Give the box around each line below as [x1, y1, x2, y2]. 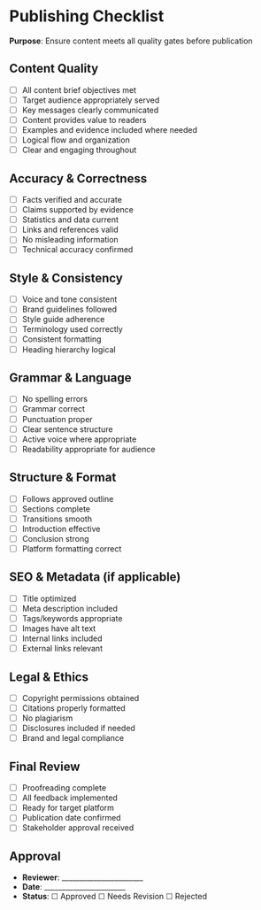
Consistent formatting [21, 334, 102, 344]
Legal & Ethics [9, 669, 88, 684]
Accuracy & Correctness [9, 171, 148, 186]
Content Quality [9, 61, 99, 76]
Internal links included [21, 633, 104, 644]
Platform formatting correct [21, 543, 122, 554]
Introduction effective [21, 523, 101, 534]
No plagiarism [21, 713, 73, 723]
